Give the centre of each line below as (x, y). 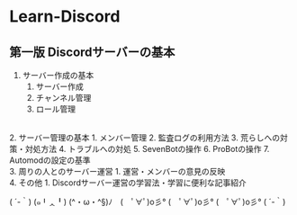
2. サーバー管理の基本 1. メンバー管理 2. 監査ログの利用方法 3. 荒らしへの (145, 138)
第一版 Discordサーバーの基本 (92, 52)
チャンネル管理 (63, 98)
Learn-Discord (65, 17)
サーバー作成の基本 (58, 75)
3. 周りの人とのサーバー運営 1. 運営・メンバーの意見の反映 (117, 171)
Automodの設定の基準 (50, 160)
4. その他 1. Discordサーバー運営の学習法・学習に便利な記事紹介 (128, 183)
